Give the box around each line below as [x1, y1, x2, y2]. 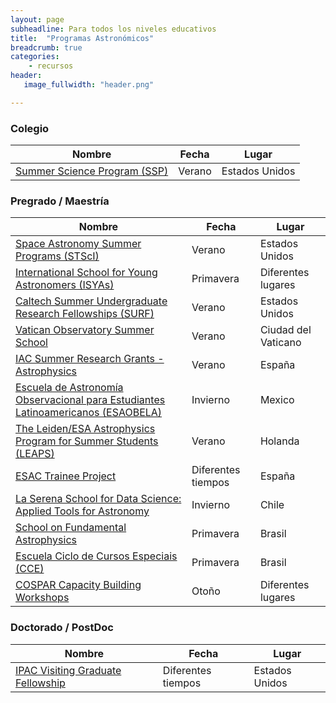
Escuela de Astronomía [15, 381, 124, 395]
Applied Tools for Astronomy [15, 504, 150, 518]
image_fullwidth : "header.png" [23, 80, 155, 90]
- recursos [28, 61, 74, 71]
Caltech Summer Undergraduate [15, 294, 168, 308]
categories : [10, 52, 60, 62]
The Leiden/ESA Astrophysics [15, 422, 156, 436]
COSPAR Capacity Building [15, 578, 142, 592]
